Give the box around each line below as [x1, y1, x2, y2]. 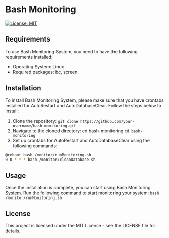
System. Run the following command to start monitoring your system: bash [5, 190, 159, 196]
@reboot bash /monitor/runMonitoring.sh [5, 152, 92, 157]
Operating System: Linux [12, 63, 64, 69]
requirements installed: [5, 54, 53, 60]
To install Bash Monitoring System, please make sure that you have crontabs [5, 97, 164, 103]
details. [5, 228, 21, 234]
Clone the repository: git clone [12, 117, 78, 124]
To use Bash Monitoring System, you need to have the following [5, 48, 138, 54]
